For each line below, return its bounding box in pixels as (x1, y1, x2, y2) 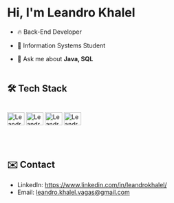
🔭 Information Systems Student (17, 41, 106, 50)
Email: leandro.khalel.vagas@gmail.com (17, 188, 130, 196)
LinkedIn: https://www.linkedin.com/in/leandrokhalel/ (17, 180, 167, 189)
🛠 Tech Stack (7, 83, 67, 94)
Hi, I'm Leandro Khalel (7, 5, 135, 21)
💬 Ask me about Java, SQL (17, 54, 94, 63)
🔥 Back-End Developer (17, 28, 83, 36)
